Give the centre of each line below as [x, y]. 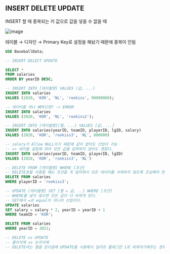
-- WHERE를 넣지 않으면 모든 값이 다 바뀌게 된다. [51, 196]
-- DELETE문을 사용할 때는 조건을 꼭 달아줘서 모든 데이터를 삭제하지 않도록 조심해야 [82, 172]
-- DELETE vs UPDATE [27, 238]
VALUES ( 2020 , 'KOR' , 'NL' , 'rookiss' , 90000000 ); [60, 98]
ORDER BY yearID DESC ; [29, 79]
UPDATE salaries [22, 205]
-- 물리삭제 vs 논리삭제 [27, 242]
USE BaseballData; [25, 51]
